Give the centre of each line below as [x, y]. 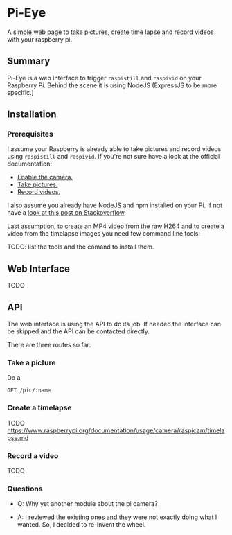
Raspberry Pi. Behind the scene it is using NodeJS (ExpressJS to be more [112, 85]
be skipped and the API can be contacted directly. [79, 331]
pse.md [18, 437]
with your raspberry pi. [40, 39]
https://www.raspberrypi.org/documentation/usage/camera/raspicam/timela [116, 430]
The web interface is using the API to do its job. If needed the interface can [114, 324]
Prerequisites [30, 134]
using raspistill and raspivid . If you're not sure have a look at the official [114, 157]
